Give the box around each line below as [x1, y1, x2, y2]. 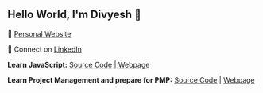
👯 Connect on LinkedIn [7, 45, 83, 54]
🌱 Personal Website [7, 29, 72, 38]
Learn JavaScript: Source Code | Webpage [7, 60, 150, 69]
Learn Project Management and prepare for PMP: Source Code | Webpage [7, 75, 255, 84]
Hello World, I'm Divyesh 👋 [7, 8, 142, 21]
